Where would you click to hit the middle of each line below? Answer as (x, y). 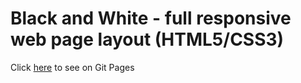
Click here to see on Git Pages (72, 67)
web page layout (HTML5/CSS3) (147, 39)
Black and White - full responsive (151, 18)
